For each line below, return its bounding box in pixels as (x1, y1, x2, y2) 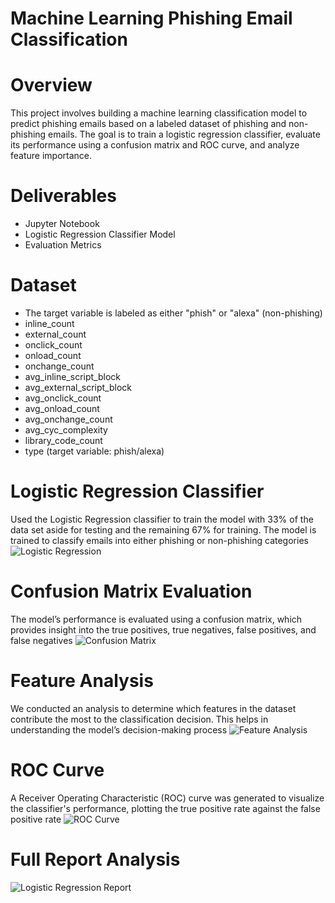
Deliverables (10, 185, 117, 207)
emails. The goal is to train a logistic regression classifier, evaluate (48, 128, 321, 141)
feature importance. (10, 150, 93, 162)
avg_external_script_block (24, 382, 133, 393)
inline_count (24, 318, 75, 329)
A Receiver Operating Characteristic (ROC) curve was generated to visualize (10, 792, 325, 804)
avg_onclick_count (24, 392, 102, 404)
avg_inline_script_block (24, 371, 121, 382)
